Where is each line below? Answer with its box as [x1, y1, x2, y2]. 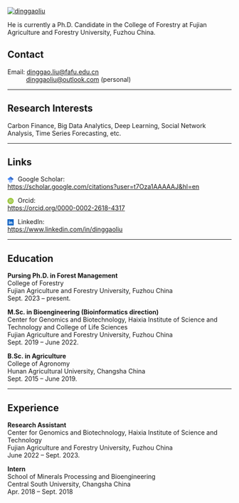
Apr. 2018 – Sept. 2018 [7, 487, 73, 496]
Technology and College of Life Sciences [7, 323, 128, 332]
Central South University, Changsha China [7, 480, 131, 489]
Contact [7, 48, 44, 60]
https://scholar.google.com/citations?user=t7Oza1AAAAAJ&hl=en [7, 182, 200, 191]
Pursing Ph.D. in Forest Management [7, 271, 118, 280]
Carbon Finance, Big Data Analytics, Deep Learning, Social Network [7, 121, 206, 129]
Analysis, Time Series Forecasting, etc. [7, 129, 122, 137]
